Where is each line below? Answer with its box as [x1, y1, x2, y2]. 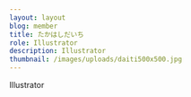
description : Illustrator [9, 47, 106, 56]
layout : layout [9, 13, 66, 22]
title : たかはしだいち [9, 30, 84, 39]
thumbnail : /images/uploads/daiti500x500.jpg [9, 55, 182, 64]
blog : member [9, 22, 58, 31]
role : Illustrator [9, 38, 78, 48]
